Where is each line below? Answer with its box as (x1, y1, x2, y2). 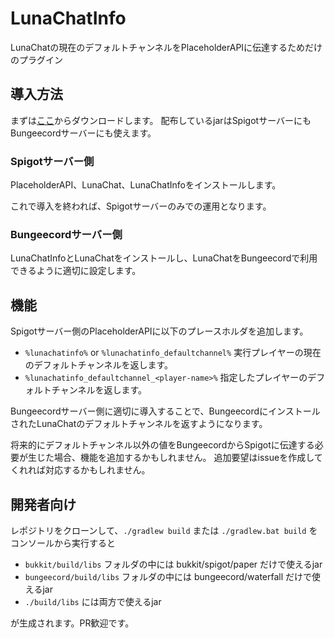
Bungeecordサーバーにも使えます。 (10, 127, 157, 139)
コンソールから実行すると (10, 537, 116, 549)
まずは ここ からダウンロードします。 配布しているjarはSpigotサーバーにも (10, 114, 312, 126)
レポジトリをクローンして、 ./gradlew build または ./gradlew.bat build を (10, 524, 318, 536)
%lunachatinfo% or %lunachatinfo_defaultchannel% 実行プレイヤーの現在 (24, 347, 322, 359)
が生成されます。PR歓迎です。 (10, 617, 135, 629)
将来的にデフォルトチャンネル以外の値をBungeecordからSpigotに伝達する (10, 439, 315, 451)
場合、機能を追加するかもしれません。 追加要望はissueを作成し (53, 452, 315, 464)
